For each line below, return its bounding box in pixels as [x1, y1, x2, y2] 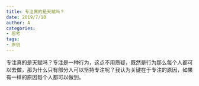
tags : [6, 36, 20, 42]
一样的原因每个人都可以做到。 [11, 74, 84, 81]
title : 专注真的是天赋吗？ [6, 8, 65, 15]
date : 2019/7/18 [6, 14, 46, 20]
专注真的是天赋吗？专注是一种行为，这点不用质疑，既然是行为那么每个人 [6, 59, 182, 66]
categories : [6, 25, 36, 31]
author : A [6, 20, 31, 26]
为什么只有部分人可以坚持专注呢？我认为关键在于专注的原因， [31, 66, 182, 73]
